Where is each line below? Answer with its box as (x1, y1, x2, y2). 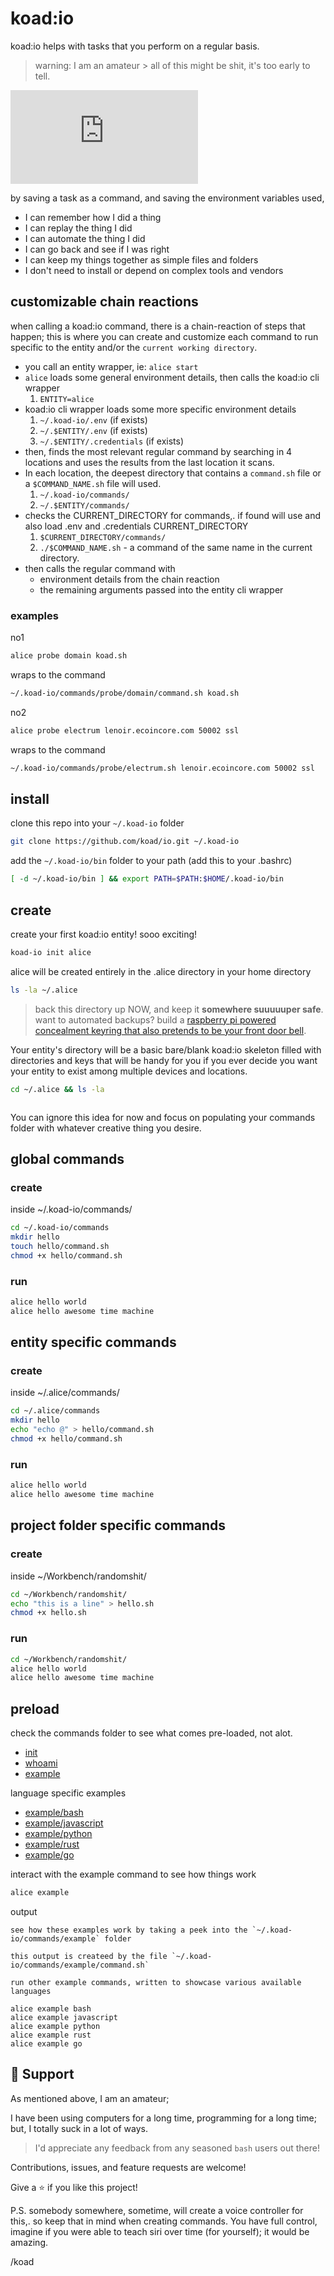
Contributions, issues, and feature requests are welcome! (10, 2161, 247, 2173)
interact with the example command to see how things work (10, 1868, 257, 1881)
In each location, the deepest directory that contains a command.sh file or (24, 467, 322, 479)
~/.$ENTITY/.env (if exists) (39, 424, 148, 436)
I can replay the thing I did (24, 222, 133, 234)
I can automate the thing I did (24, 232, 146, 244)
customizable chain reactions (10, 293, 199, 311)
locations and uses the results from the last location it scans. (24, 456, 275, 468)
